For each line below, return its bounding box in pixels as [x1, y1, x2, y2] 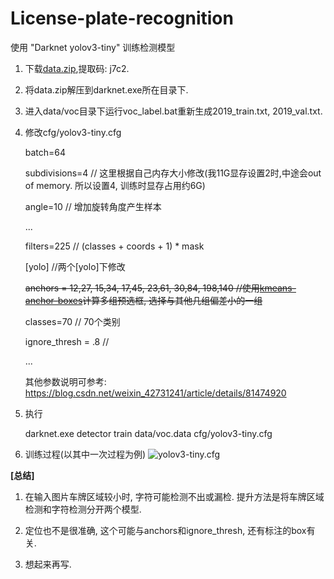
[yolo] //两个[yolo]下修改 [24, 260, 126, 272]
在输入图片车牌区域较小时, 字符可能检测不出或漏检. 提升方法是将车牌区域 [24, 490, 325, 502]
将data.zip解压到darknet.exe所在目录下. [24, 83, 189, 96]
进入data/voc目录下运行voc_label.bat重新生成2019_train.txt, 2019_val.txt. [24, 105, 323, 117]
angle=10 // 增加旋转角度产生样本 [24, 200, 162, 212]
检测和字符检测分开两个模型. [24, 503, 142, 515]
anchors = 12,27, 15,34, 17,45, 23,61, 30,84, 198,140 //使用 [24, 282, 260, 294]
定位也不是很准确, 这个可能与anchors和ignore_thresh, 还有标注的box [24, 524, 307, 536]
